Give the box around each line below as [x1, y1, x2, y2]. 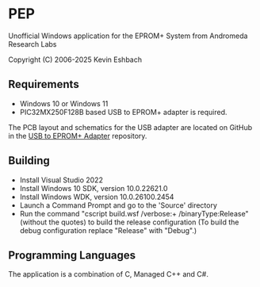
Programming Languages [8, 248, 136, 262]
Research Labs [8, 39, 57, 48]
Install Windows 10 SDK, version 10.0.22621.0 [19, 183, 168, 193]
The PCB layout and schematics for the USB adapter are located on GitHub [8, 122, 253, 132]
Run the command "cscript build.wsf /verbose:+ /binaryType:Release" [19, 209, 249, 218]
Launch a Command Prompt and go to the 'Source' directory [19, 200, 218, 210]
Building [8, 154, 50, 167]
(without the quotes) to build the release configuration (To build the [19, 217, 239, 227]
